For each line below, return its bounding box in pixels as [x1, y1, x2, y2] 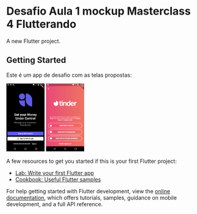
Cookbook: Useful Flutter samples [15, 176, 101, 183]
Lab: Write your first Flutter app [15, 169, 95, 176]
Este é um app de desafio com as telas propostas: [6, 71, 132, 79]
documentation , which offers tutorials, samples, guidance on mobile [6, 194, 177, 201]
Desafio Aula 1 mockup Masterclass [6, 4, 191, 18]
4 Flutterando [6, 17, 77, 31]
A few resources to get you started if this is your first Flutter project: [6, 157, 177, 165]
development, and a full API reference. [6, 200, 103, 208]
